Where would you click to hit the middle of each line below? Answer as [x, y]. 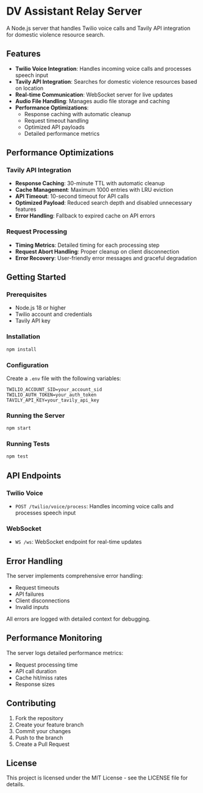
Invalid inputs [32, 607]
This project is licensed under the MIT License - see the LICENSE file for [97, 778]
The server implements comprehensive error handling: [75, 576]
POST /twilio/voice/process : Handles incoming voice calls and [94, 506]
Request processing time [46, 665]
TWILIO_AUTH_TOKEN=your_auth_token [52, 395]
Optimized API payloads [55, 127]
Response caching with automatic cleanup [77, 114]
